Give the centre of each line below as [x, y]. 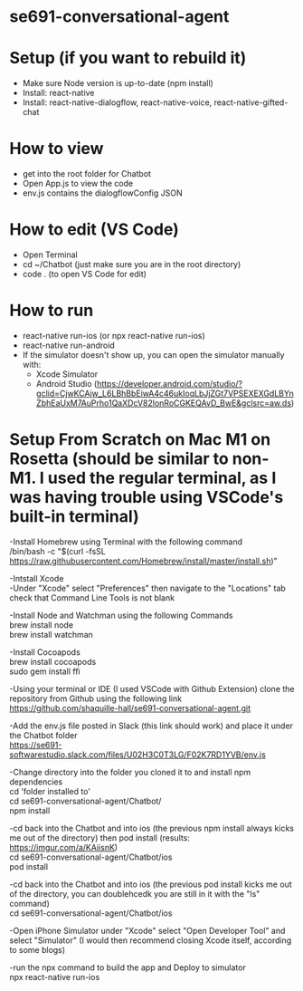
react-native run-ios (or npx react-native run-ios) [114, 335]
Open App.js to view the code [78, 184]
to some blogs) [38, 949]
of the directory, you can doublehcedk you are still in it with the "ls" [135, 893]
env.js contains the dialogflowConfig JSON [102, 193]
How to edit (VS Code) [94, 230]
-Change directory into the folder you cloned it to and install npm [130, 772]
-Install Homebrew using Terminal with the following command [126, 542]
